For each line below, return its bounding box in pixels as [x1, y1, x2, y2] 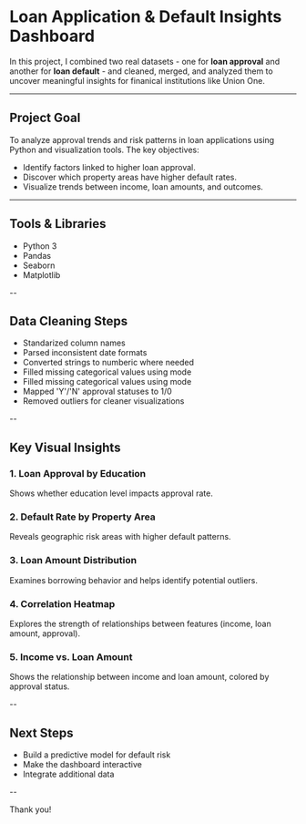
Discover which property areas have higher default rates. [22, 171, 238, 182]
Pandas [22, 250, 52, 261]
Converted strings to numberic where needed [22, 357, 194, 368]
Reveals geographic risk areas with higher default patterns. [9, 531, 231, 542]
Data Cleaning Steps [9, 313, 128, 329]
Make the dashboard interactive [22, 759, 143, 770]
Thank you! [9, 804, 52, 815]
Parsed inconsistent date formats [22, 347, 148, 358]
